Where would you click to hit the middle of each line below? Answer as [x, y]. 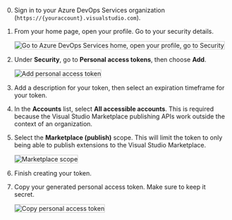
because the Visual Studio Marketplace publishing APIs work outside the [120, 116]
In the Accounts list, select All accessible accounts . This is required [114, 109]
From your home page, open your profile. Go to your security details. [114, 31]
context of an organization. [53, 124]
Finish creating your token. [53, 173]
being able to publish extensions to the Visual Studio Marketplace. [110, 145]
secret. [24, 194]
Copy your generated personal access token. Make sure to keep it [110, 187]
